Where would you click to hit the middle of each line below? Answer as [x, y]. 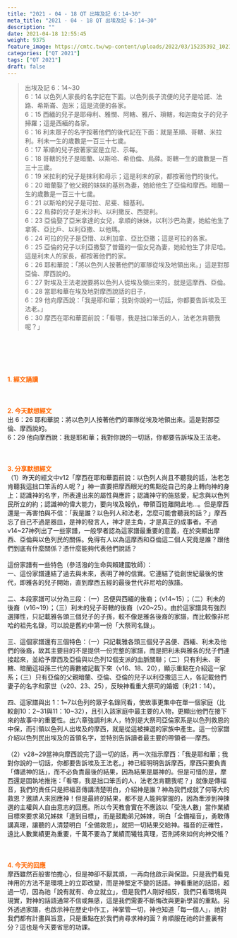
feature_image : [30, 47]
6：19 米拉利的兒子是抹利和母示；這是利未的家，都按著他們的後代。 [123, 176]
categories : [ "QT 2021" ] [44, 54]
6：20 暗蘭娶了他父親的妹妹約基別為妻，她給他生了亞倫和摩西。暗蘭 [124, 185]
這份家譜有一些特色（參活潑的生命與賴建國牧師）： [80, 564]
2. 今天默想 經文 [30, 411]
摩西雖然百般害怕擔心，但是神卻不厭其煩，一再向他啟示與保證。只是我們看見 [119, 874]
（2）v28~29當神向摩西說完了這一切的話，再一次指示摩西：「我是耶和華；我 [118, 754]
